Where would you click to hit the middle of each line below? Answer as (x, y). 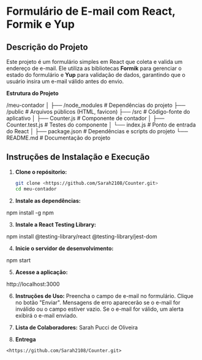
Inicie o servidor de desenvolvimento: (64, 248)
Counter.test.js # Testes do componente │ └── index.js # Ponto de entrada (101, 125)
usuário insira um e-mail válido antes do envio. (65, 81)
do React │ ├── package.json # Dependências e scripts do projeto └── (97, 131)
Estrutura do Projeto (33, 93)
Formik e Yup (41, 24)
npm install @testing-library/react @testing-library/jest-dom (82, 236)
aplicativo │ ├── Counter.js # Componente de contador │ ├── (85, 118)
